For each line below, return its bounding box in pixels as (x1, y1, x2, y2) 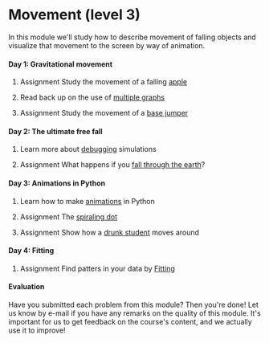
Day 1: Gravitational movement (8, 59, 113, 69)
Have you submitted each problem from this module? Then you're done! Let (8, 300, 259, 309)
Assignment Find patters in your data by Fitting (19, 263, 175, 273)
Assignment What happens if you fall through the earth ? (19, 160, 206, 169)
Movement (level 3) (8, 6, 141, 24)
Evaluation (8, 282, 45, 292)
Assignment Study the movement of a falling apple (19, 77, 187, 87)
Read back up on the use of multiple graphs (19, 92, 165, 102)
